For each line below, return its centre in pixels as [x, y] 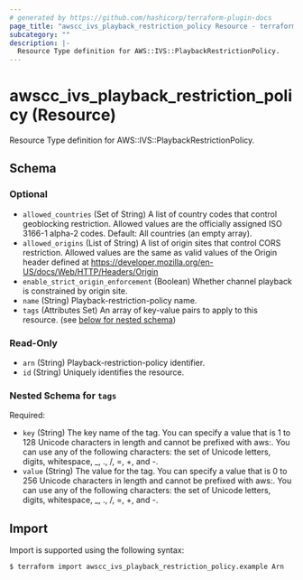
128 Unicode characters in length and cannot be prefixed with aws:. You [156, 443]
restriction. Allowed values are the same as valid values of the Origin [150, 252]
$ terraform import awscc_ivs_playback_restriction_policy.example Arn [147, 567]
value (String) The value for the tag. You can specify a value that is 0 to [155, 472]
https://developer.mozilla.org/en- [152, 262]
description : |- [40, 43]
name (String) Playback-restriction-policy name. [110, 300]
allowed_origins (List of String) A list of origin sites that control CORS [151, 243]
